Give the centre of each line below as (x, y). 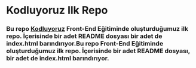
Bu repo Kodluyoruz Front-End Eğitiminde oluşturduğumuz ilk (97, 29)
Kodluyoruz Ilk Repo (57, 10)
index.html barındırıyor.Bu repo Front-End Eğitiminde (85, 44)
